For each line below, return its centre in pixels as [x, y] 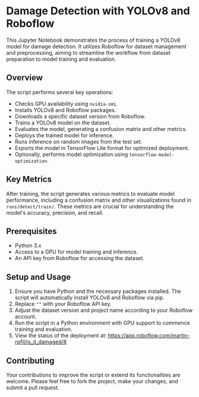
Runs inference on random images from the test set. [78, 142]
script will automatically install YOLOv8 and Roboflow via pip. [89, 298]
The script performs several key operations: [60, 92]
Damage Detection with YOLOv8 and [98, 11]
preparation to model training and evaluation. [61, 59]
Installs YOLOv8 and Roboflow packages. [65, 110]
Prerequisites [31, 231]
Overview [25, 78]
